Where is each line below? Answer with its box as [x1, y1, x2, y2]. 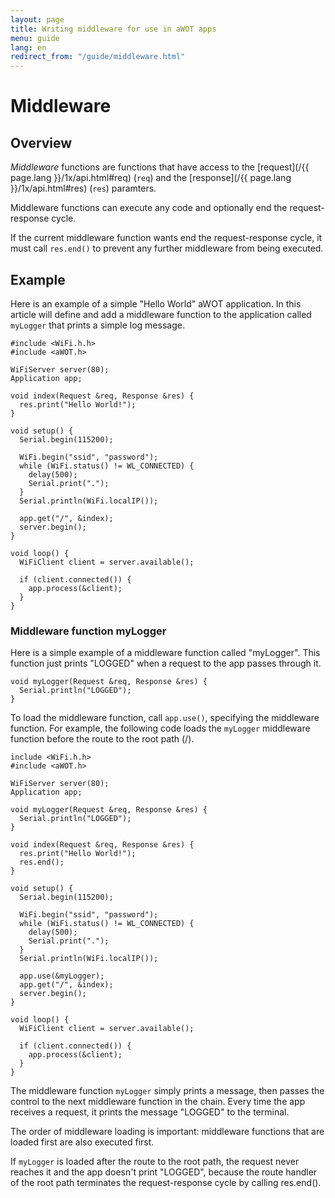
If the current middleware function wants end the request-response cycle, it [10, 232, 323, 244]
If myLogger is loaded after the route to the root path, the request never [10, 1156, 300, 1168]
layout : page [10, 14, 65, 25]
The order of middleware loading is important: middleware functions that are [10, 1126, 325, 1138]
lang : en [10, 42, 47, 53]
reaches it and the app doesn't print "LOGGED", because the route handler [10, 1166, 318, 1178]
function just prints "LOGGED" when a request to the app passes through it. [10, 657, 322, 670]
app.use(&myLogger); [19, 971, 105, 981]
